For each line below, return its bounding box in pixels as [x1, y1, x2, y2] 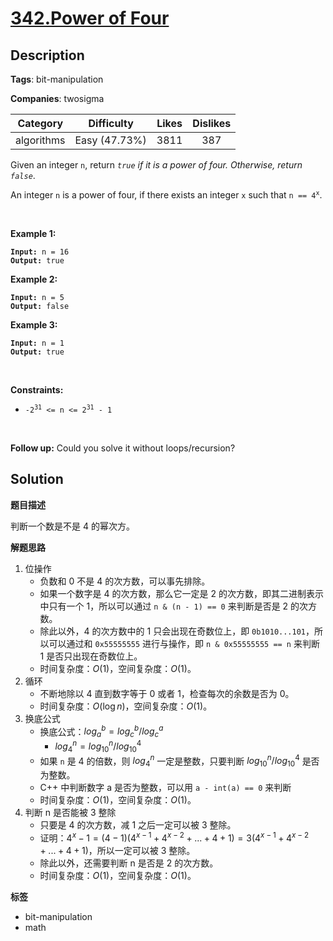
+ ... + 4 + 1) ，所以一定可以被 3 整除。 [39, 844, 196, 856]
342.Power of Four [10, 7, 170, 30]
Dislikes [192, 117, 232, 130]
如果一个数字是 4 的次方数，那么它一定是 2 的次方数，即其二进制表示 [39, 587, 324, 599]
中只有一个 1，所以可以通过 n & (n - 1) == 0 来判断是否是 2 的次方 [39, 600, 318, 612]
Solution [10, 471, 64, 488]
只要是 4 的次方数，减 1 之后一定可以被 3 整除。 [39, 819, 237, 831]
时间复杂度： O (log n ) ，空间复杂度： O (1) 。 [39, 700, 213, 712]
